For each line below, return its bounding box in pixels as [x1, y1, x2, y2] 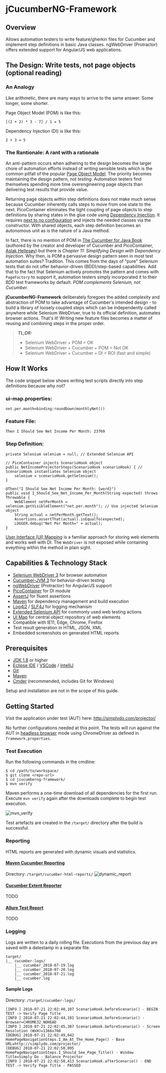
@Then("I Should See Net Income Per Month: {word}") [5, 486, 116, 491]
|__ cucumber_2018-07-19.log [14, 963, 74, 968]
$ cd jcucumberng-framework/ [5, 777, 66, 782]
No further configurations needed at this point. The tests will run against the [5, 725, 160, 731]
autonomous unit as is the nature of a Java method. [5, 228, 110, 233]
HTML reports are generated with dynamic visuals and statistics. [5, 848, 137, 854]
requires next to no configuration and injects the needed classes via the [5, 217, 151, 223]
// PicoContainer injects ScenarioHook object [5, 460, 103, 466]
